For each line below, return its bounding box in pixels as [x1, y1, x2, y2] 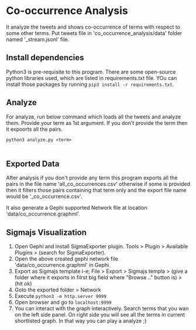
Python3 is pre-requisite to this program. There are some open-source [6, 68, 176, 75]
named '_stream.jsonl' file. [6, 36, 70, 43]
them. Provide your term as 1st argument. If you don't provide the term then [6, 119, 188, 126]
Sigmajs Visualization [6, 227, 87, 237]
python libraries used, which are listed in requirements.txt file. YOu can [6, 74, 177, 81]
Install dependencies [6, 53, 84, 62]
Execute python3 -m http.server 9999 [14, 293, 106, 300]
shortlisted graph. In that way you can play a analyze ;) [14, 317, 147, 325]
